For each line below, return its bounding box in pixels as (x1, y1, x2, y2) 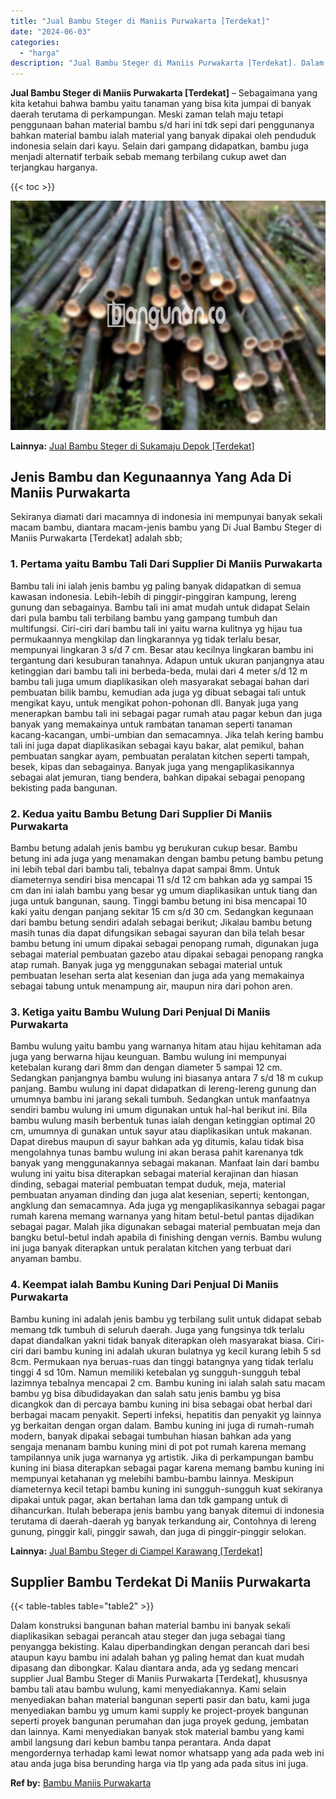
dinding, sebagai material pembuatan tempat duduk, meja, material (10, 1178, 286, 1190)
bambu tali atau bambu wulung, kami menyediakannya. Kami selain (10, 1683, 287, 1695)
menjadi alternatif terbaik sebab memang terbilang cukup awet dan (10, 151, 287, 163)
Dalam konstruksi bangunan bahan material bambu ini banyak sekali (10, 1620, 291, 1632)
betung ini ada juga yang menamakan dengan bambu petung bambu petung (10, 853, 324, 865)
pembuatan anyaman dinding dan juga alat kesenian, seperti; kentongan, (10, 1189, 310, 1201)
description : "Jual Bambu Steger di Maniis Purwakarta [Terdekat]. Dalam (10, 58, 325, 69)
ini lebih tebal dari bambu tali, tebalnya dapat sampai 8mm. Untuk (10, 863, 280, 875)
